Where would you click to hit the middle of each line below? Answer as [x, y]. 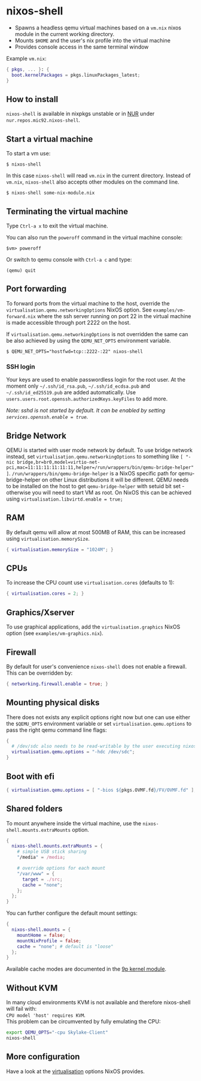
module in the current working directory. [65, 34]
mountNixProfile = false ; [49, 941]
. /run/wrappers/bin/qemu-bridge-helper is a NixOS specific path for [93, 473]
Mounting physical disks [53, 703]
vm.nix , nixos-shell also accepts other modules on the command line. [93, 182]
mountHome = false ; [41, 935]
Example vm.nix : [26, 58]
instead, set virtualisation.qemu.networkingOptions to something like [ [95, 456]
